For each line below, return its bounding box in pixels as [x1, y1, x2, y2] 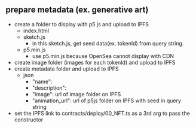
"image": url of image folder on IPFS [32, 90, 121, 97]
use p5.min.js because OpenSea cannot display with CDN [32, 52, 174, 59]
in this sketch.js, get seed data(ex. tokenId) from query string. [32, 39, 184, 47]
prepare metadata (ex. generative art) [5, 5, 149, 15]
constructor [14, 116, 44, 123]
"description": [32, 84, 67, 92]
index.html [23, 27, 49, 34]
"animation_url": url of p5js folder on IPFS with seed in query [32, 97, 182, 104]
